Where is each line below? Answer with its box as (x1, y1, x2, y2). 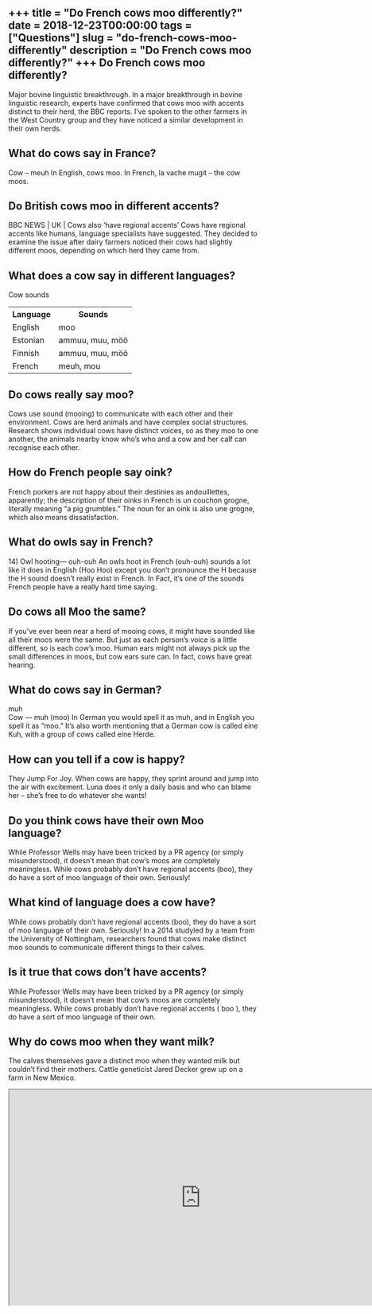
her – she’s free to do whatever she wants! (8, 791, 147, 800)
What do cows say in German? (8, 682, 162, 696)
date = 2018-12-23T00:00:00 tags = (8, 19, 192, 33)
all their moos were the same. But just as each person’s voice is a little (8, 635, 237, 644)
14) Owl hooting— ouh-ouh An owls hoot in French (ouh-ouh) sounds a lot (8, 557, 251, 566)
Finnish (12, 348, 40, 359)
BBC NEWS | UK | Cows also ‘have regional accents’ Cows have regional (8, 221, 246, 230)
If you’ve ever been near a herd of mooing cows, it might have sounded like (8, 626, 256, 635)
